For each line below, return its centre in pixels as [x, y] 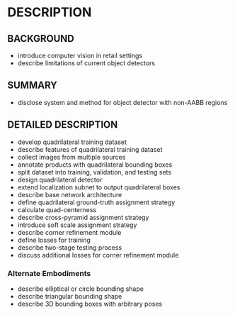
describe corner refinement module [69, 232]
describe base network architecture [70, 194]
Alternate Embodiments [49, 273]
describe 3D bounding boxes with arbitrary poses [90, 304]
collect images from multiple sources [71, 157]
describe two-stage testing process [70, 247]
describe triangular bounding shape [70, 296]
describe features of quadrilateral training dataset [90, 149]
